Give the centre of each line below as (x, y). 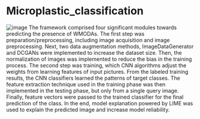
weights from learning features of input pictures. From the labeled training (97, 71)
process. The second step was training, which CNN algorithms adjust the (96, 65)
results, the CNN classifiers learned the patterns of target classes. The (93, 78)
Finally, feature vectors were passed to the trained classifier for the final (95, 97)
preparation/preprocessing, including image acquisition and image (88, 40)
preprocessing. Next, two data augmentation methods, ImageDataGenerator (100, 46)
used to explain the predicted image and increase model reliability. (88, 109)
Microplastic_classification (75, 11)
